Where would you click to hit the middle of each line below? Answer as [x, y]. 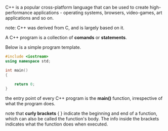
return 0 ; [25, 84]
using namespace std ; [28, 61]
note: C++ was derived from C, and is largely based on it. [65, 28]
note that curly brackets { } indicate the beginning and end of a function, [81, 113]
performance [19, 13]
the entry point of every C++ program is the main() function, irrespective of [84, 98]
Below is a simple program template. [43, 47]
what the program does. [30, 104]
